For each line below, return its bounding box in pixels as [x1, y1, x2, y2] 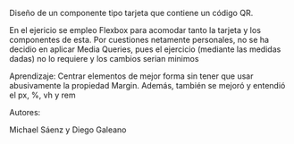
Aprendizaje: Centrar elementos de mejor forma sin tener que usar [9, 71, 254, 81]
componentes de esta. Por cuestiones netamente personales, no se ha [9, 35, 270, 45]
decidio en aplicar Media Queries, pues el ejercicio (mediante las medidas [9, 44, 281, 55]
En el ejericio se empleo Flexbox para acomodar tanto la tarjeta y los [9, 25, 262, 35]
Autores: [9, 107, 41, 117]
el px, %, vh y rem [9, 89, 76, 100]
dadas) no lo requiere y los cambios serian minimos [9, 54, 199, 64]
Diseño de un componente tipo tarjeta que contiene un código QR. [9, 8, 254, 18]
